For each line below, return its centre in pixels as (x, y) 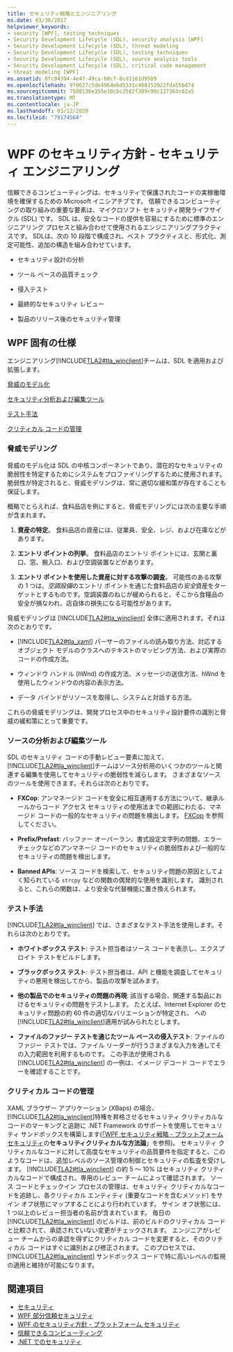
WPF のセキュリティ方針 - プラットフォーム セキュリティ (98, 1324)
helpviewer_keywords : (39, 27)
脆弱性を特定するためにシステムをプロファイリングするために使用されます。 (116, 474)
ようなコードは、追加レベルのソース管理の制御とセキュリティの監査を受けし (116, 1160)
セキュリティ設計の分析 (51, 260)
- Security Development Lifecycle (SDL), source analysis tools (102, 59)
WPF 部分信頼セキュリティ (55, 1316)
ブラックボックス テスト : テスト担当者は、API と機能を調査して (107, 972)
